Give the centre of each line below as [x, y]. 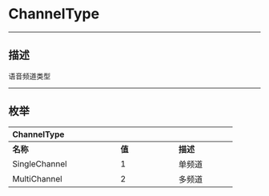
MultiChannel [37, 178]
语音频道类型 [29, 76]
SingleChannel [40, 163]
